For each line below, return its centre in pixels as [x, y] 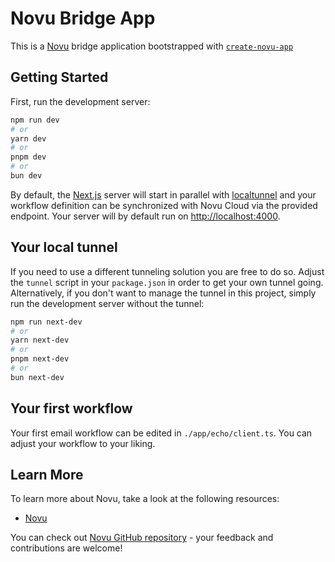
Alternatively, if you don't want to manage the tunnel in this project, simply [163, 293]
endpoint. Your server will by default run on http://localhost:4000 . [145, 216]
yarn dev [28, 138]
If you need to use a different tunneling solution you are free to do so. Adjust [167, 271]
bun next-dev [37, 377]
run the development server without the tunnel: [107, 303]
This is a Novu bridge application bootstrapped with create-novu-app [152, 46]
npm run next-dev [46, 322]
